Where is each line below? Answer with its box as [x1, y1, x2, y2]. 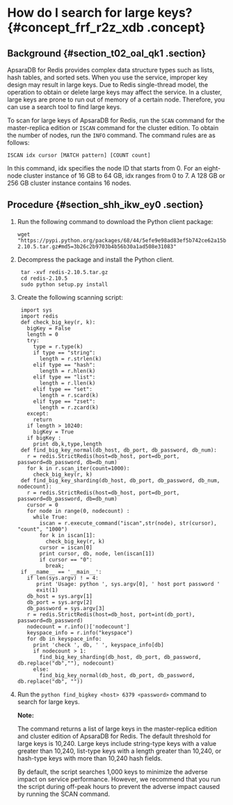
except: [26, 410, 49, 417]
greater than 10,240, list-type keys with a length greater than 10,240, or [17, 747, 221, 755]
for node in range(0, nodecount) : [26, 507, 130, 514]
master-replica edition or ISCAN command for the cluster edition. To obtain [7, 124, 219, 131]
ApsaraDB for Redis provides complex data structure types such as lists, [7, 66, 214, 74]
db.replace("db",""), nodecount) [17, 660, 115, 667]
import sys [20, 306, 52, 314]
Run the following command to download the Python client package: [17, 217, 214, 225]
